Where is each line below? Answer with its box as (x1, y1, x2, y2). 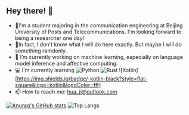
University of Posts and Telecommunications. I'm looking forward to (14, 28, 182, 35)
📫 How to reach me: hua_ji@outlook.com (14, 88, 117, 95)
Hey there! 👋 (6, 6, 54, 16)
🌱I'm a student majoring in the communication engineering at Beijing (14, 21, 183, 29)
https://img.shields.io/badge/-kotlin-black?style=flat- (17, 75, 148, 82)
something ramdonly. (14, 47, 67, 54)
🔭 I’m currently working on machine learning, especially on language (14, 53, 184, 60)
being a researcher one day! (14, 34, 85, 42)
